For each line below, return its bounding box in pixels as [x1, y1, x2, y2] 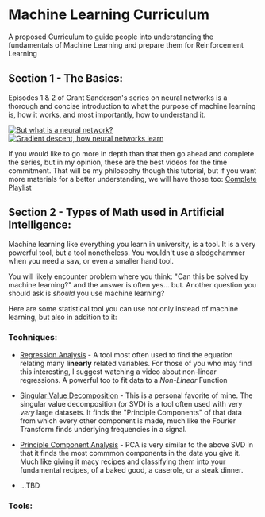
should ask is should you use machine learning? [8, 288, 165, 298]
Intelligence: [8, 218, 71, 232]
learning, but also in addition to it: [8, 312, 117, 322]
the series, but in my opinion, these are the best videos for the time [8, 157, 228, 167]
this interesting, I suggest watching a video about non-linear [19, 367, 217, 376]
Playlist [8, 183, 32, 192]
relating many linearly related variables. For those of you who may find [19, 358, 252, 368]
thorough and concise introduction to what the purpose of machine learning [8, 101, 256, 110]
